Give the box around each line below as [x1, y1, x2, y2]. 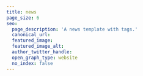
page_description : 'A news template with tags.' [12, 26, 138, 32]
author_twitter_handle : [12, 49, 72, 55]
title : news [6, 9, 37, 15]
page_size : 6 [6, 15, 40, 21]
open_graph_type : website [12, 55, 78, 61]
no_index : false [12, 60, 53, 66]
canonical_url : [12, 32, 51, 38]
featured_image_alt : [12, 44, 64, 50]
